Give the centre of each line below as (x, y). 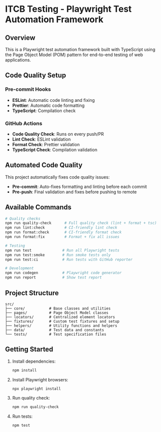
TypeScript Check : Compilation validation (55, 150)
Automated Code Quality (44, 165)
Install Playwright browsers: (40, 379)
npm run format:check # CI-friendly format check (63, 232)
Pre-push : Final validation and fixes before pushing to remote (74, 192)
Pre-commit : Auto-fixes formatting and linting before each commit (80, 186)
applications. (18, 60)
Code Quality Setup (36, 76)
